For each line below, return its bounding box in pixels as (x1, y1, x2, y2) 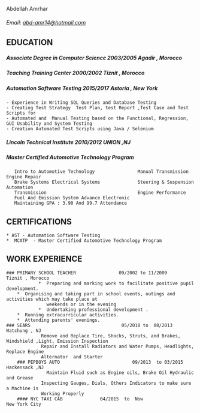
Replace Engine (6, 348, 44, 355)
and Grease (6, 375, 34, 381)
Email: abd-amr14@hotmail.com (6, 19, 86, 26)
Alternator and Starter (41, 354, 103, 360)
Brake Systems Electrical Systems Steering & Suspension (14, 179, 195, 185)
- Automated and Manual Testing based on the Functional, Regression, (6, 115, 189, 121)
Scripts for (6, 110, 36, 116)
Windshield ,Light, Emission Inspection (6, 338, 109, 344)
